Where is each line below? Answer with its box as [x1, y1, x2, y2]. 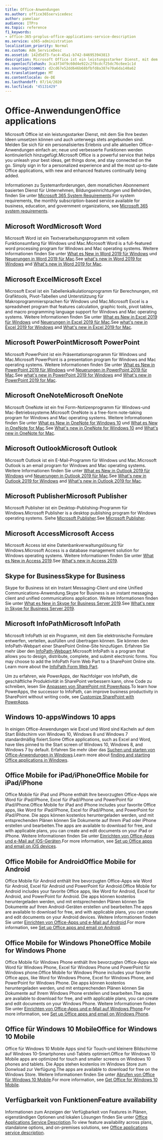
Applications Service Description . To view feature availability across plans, [5, 1119, 153, 1125]
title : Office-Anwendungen [5, 7, 60, 12]
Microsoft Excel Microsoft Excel [5, 275, 102, 283]
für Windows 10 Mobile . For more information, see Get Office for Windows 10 [5, 1077, 158, 1083]
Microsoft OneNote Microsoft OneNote [5, 392, 124, 400]
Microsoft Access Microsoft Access [5, 529, 114, 538]
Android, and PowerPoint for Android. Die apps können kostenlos [5, 894, 135, 899]
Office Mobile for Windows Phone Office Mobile [5, 938, 152, 947]
